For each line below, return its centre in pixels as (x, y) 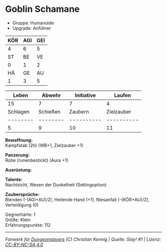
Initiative (85, 95)
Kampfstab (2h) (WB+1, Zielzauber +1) (44, 145)
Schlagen (19, 112)
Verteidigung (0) (22, 205)
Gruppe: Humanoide (33, 23)
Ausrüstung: (19, 170)
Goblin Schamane (42, 9)
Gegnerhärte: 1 (20, 214)
